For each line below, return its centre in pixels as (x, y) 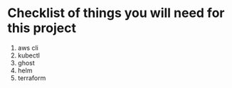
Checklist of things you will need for (116, 13)
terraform (32, 78)
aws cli (28, 48)
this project (42, 28)
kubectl (29, 55)
